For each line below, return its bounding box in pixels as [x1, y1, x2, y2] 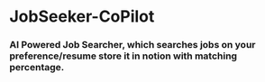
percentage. [9, 61, 65, 74]
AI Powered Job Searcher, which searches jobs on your [9, 39, 256, 51]
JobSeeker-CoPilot [9, 6, 155, 27]
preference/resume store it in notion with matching [9, 50, 237, 62]
